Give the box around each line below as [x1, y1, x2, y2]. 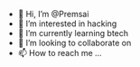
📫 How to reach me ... [17, 48, 102, 58]
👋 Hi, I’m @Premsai [17, 9, 89, 19]
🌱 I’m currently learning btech [17, 28, 129, 38]
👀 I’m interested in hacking [17, 18, 117, 29]
